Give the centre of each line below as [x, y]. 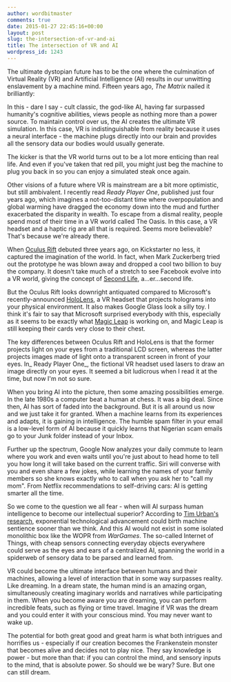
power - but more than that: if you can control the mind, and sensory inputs [114, 657]
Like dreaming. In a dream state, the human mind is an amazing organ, [107, 586]
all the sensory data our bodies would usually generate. [86, 143]
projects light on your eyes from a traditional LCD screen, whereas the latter [115, 349]
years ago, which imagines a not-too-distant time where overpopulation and [115, 199]
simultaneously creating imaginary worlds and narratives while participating [115, 592]
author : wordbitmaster [40, 13]
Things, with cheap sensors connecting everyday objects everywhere [106, 543]
